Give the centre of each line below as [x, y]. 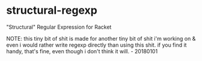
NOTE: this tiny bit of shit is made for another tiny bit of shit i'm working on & [101, 38]
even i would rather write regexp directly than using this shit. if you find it [96, 45]
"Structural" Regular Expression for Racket [59, 27]
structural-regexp [52, 10]
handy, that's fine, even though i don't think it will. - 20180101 [82, 51]
